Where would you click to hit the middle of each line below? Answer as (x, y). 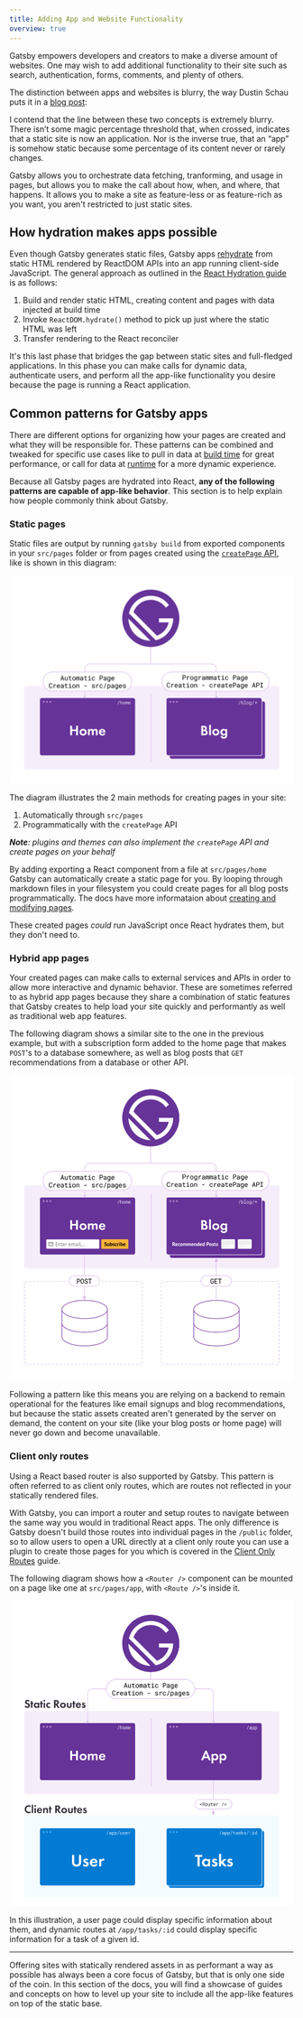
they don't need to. (45, 934)
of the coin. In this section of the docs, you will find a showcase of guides (146, 1984)
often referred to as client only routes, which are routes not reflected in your (150, 1485)
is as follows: (33, 283)
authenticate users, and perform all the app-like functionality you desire (142, 376)
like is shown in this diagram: (63, 563)
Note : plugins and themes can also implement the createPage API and (139, 842)
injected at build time (61, 310)
